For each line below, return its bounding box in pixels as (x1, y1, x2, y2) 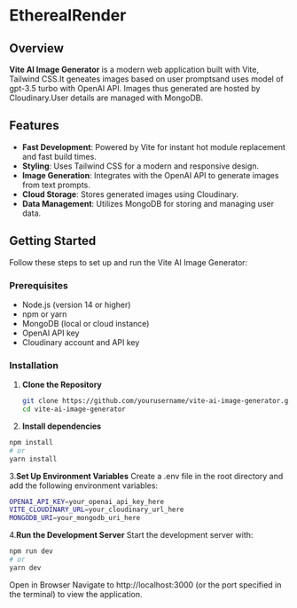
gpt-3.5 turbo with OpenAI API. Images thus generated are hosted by (9, 83, 261, 93)
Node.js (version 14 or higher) (21, 299, 131, 310)
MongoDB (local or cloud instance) (21, 318, 150, 328)
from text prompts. (21, 179, 91, 190)
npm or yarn (21, 308, 67, 320)
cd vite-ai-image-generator (21, 405, 126, 414)
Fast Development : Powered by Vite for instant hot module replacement (21, 141, 286, 152)
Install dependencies (21, 421, 102, 431)
